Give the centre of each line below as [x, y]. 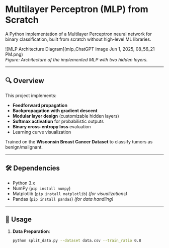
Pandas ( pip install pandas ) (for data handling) [63, 199]
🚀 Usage [18, 219]
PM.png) [14, 54]
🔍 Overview [25, 81]
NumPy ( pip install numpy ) [41, 188]
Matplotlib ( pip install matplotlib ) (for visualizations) [70, 193]
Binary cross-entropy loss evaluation [52, 126]
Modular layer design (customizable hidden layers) [66, 116]
